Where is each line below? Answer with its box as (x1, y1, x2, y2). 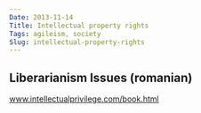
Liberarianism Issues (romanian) (9, 70, 193, 85)
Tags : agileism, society (9, 29, 101, 38)
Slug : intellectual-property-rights (9, 37, 145, 47)
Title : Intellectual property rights (9, 21, 149, 30)
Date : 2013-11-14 (9, 12, 74, 22)
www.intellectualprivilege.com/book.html (9, 94, 159, 104)
